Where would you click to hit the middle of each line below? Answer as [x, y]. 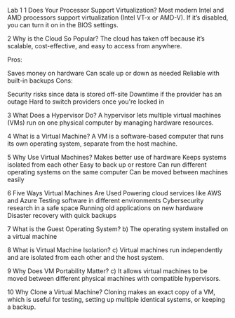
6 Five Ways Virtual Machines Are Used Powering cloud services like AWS [114, 193]
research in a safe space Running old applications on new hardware [105, 208]
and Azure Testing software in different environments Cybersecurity [106, 200]
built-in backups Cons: [40, 81]
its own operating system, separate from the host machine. [92, 144]
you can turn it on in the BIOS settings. [63, 25]
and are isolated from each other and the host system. [86, 257]
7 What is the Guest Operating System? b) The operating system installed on [118, 229]
